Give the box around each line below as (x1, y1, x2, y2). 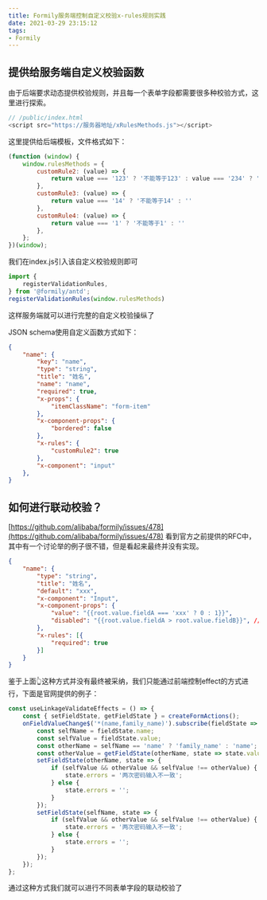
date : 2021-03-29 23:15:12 (8, 19, 98, 27)
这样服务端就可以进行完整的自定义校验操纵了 (8, 310, 155, 319)
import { (8, 272, 37, 281)
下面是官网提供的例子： (21, 689, 99, 698)
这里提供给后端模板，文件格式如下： (8, 136, 127, 146)
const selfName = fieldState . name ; (37, 726, 155, 735)
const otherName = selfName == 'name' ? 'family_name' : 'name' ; (37, 742, 258, 749)
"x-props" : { (37, 395, 80, 403)
